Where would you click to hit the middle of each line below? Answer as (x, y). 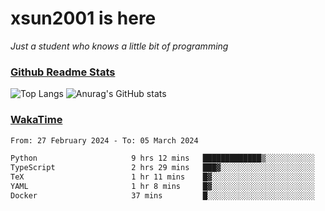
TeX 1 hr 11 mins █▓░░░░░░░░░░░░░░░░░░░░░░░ (162, 177)
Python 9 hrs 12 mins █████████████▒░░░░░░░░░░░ (162, 158)
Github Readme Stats (63, 72)
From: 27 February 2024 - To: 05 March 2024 (104, 140)
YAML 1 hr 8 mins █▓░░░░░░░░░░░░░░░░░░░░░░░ (162, 187)
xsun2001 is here (83, 18)
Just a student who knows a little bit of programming (119, 46)
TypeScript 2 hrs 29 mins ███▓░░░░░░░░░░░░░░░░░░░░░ (162, 168)
